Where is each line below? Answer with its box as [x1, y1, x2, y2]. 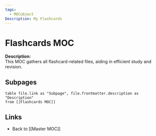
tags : [5, 7, 16, 12]
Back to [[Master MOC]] [12, 126, 61, 132]
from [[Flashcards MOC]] [5, 100, 56, 105]
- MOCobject [9, 12, 34, 17]
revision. [5, 64, 22, 70]
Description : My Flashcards [5, 16, 63, 21]
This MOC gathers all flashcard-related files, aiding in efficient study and [5, 59, 152, 65]
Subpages [5, 78, 37, 86]
